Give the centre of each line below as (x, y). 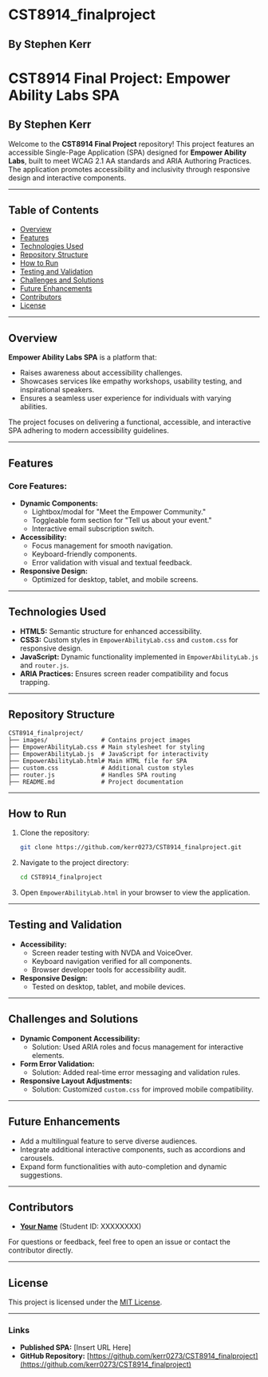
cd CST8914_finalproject (61, 877)
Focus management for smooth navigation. (102, 545)
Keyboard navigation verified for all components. (112, 961)
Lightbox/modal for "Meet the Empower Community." (119, 511)
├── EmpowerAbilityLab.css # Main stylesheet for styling (106, 747)
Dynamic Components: (59, 503)
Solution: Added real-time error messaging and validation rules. (136, 1072)
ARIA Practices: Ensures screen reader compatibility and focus (124, 673)
